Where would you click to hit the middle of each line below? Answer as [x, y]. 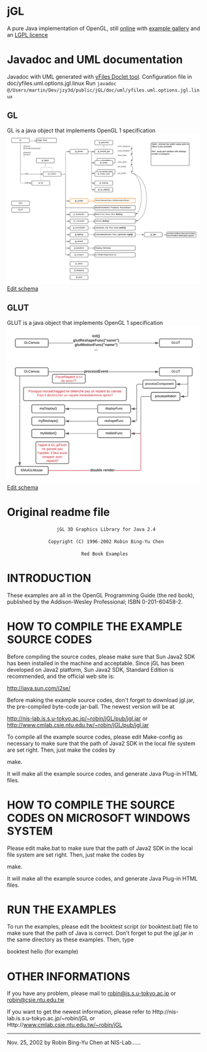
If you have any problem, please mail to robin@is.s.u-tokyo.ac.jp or [92, 994]
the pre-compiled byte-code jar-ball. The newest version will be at [91, 706]
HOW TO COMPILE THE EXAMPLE [95, 626]
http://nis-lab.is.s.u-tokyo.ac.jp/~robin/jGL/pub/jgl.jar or [77, 718]
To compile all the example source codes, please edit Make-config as [95, 737]
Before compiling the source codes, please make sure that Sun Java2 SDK [101, 657]
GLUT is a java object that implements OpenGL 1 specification [85, 322]
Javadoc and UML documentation [95, 60]
